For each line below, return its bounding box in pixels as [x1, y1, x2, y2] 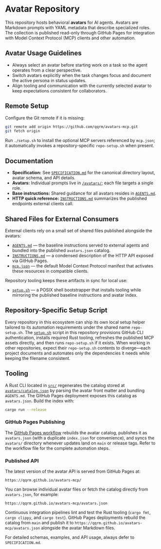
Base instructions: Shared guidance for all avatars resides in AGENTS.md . [12, 191, 157, 196]
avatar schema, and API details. [12, 175, 76, 181]
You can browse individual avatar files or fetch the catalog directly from [5, 486, 148, 492]
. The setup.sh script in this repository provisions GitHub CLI [22, 329, 143, 335]
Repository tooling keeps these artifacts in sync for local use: [5, 277, 128, 283]
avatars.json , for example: [5, 492, 59, 497]
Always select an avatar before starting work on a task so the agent [12, 62, 147, 68]
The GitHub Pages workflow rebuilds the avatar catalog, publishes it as [5, 429, 147, 436]
